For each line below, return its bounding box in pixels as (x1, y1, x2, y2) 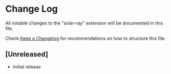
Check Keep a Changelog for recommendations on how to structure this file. (5, 35, 166, 41)
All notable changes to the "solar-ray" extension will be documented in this (5, 20, 163, 26)
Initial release (12, 63, 41, 69)
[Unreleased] (5, 50, 49, 59)
